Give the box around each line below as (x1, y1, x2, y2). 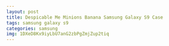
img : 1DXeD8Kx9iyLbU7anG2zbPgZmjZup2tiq (6, 31, 110, 37)
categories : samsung (6, 25, 59, 32)
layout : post (6, 8, 39, 15)
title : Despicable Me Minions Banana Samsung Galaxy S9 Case (6, 14, 164, 20)
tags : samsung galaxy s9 (6, 20, 69, 26)
